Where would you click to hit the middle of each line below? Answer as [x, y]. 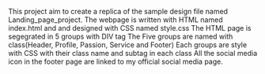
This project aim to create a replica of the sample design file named [118, 11]
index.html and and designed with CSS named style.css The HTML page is [130, 28]
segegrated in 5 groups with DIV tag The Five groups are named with [121, 36]
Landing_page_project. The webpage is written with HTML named [115, 20]
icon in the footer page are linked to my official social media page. [115, 61]
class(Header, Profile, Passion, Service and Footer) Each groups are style [128, 45]
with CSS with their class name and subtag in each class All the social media [133, 53]
